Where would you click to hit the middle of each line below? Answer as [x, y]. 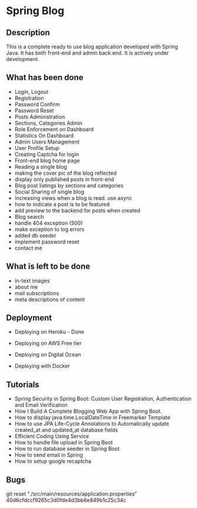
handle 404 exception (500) [49, 223]
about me [26, 287]
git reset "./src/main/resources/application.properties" [72, 494]
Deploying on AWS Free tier [48, 343]
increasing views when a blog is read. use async [73, 198]
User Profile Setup [37, 148]
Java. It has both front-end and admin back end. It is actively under [88, 53]
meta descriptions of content [50, 299]
